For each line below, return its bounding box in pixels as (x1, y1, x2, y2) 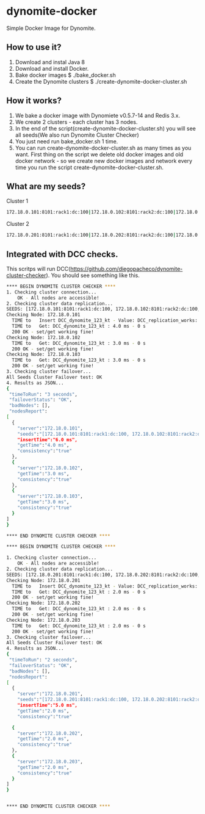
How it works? (6, 96, 62, 106)
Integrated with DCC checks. (6, 249, 118, 259)
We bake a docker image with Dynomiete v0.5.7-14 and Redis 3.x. (15, 112, 181, 119)
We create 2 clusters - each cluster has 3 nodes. (15, 118, 138, 126)
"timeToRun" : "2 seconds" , (9, 657, 78, 663)
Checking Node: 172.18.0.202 (6, 600, 81, 607)
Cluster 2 (6, 220, 29, 228)
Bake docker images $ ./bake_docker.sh (15, 71, 116, 79)
